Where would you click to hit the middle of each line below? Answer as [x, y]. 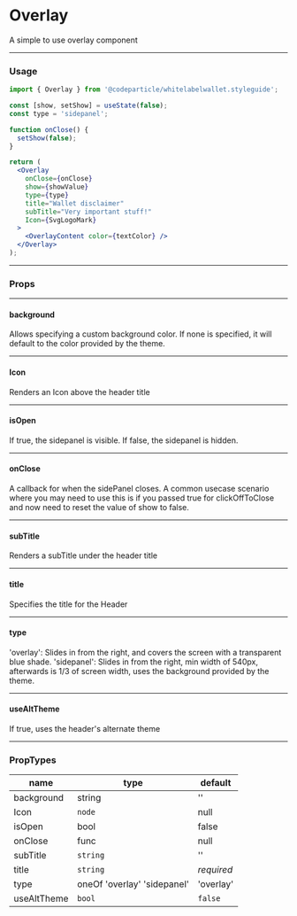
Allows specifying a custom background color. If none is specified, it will [141, 334]
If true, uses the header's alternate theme [85, 728]
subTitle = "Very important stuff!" [88, 212]
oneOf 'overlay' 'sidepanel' [133, 884]
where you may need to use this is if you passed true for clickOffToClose [142, 498]
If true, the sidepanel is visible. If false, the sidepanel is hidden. [124, 440]
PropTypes [33, 760]
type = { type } [47, 195]
